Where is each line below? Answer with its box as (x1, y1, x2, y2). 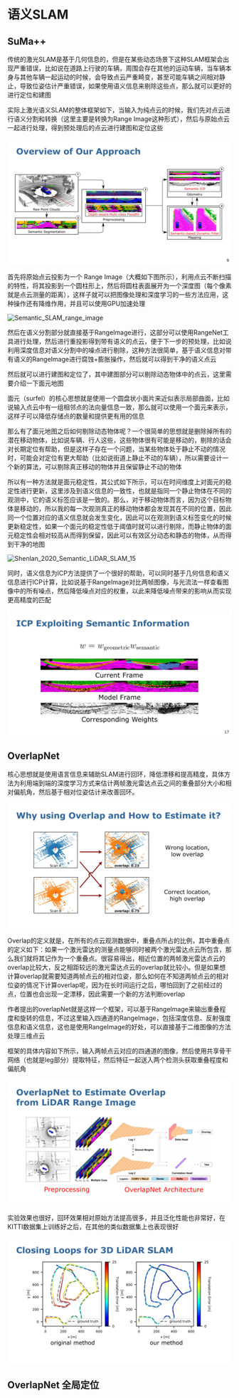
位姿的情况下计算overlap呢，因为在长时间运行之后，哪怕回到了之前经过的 (7, 981, 223, 989)
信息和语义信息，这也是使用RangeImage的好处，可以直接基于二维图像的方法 (7, 1023, 231, 1031)
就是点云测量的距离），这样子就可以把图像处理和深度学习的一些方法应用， (7, 290, 223, 299)
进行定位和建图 (7, 90, 51, 99)
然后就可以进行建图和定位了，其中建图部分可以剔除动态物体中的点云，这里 (7, 369, 225, 378)
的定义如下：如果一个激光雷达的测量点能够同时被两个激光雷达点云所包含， (7, 945, 225, 954)
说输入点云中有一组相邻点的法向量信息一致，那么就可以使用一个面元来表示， (7, 403, 232, 411)
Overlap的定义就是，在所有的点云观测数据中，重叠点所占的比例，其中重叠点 (7, 937, 230, 945)
